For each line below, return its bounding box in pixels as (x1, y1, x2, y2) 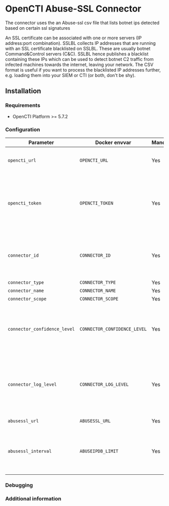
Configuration (5, 126, 40, 133)
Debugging (5, 481, 33, 488)
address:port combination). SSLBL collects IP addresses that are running (5, 40, 156, 46)
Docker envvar (95, 139, 132, 146)
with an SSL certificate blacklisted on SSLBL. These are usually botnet (5, 45, 151, 51)
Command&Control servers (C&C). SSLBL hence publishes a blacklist (5, 51, 149, 57)
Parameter (28, 139, 54, 146)
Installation (5, 87, 41, 96)
